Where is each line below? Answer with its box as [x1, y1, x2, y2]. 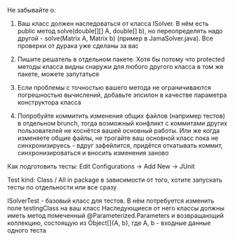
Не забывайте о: [7, 6, 56, 14]
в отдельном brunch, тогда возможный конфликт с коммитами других [17, 119, 228, 127]
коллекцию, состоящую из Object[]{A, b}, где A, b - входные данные [7, 219, 211, 227]
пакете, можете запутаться [17, 70, 99, 78]
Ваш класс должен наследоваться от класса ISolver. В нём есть [17, 20, 209, 27]
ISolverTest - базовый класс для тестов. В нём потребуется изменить [7, 196, 214, 205]
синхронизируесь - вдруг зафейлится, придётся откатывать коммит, [17, 141, 224, 149]
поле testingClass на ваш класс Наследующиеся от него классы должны [7, 204, 225, 212]
